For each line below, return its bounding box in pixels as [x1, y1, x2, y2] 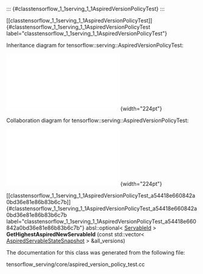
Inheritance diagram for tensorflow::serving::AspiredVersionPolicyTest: [6, 42, 184, 49]
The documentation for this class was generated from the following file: [6, 249, 185, 256]
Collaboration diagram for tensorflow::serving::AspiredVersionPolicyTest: [6, 117, 189, 124]
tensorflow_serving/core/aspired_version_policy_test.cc [6, 261, 145, 268]
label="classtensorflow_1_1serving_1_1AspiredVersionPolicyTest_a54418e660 [6, 218, 196, 225]
